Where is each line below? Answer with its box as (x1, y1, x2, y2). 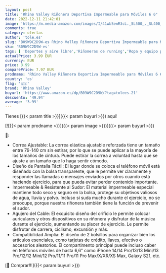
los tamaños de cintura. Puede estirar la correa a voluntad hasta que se (12, 152, 158, 159)
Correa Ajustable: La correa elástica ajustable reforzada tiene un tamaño (12, 142, 161, 148)
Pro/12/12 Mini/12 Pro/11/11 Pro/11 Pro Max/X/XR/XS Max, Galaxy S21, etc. (12, 253, 161, 259)
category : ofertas (5, 30, 43, 35)
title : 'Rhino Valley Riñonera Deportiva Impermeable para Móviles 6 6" (5, 12, 158, 17)
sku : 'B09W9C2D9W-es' (5, 44, 50, 49)
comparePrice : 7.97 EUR (5, 68, 54, 72)
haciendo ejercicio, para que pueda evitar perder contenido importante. (12, 179, 158, 185)
